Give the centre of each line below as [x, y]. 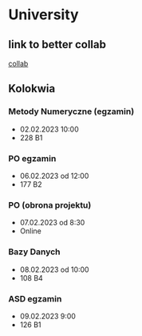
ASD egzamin [35, 298]
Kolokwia [32, 89]
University [43, 15]
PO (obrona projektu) [50, 204]
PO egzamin [32, 158]
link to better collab [57, 45]
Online [30, 231]
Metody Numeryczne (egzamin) [71, 111]
